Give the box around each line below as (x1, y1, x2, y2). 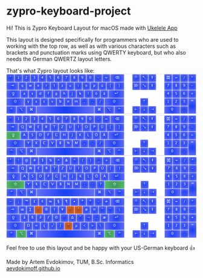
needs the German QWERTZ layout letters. (6, 55, 112, 62)
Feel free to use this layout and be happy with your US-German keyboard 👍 (6, 244, 195, 252)
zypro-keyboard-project (6, 4, 131, 18)
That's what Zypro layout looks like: (6, 67, 95, 74)
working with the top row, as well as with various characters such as (6, 42, 176, 50)
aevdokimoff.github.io (6, 265, 60, 272)
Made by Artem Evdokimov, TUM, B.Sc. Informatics (6, 259, 134, 266)
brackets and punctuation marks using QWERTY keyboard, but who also (6, 48, 186, 56)
